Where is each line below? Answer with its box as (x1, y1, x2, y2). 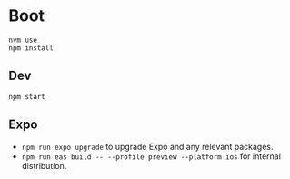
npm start (8, 92, 46, 101)
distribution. (21, 160, 67, 171)
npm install (8, 43, 54, 53)
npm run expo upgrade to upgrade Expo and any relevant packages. (21, 141, 274, 152)
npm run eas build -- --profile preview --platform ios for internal (21, 151, 281, 162)
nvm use (8, 35, 38, 45)
